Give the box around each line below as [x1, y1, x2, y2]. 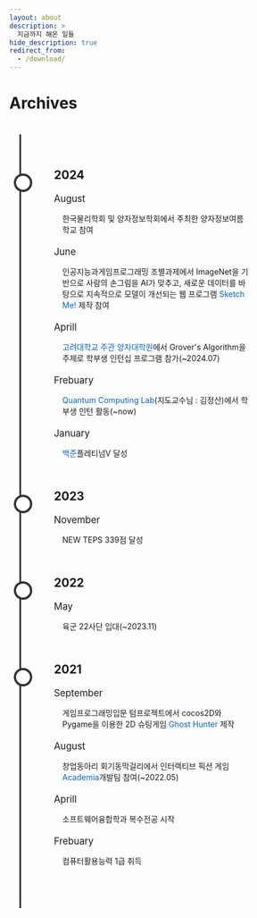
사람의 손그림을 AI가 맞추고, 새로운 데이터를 [86, 277, 236, 288]
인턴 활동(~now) [79, 406, 137, 417]
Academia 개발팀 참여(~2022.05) [62, 771, 179, 782]
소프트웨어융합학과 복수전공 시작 [62, 813, 176, 824]
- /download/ [17, 55, 66, 63]
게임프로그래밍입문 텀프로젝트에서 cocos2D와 [62, 707, 222, 718]
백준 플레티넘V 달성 [62, 448, 128, 459]
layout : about [9, 13, 62, 22]
